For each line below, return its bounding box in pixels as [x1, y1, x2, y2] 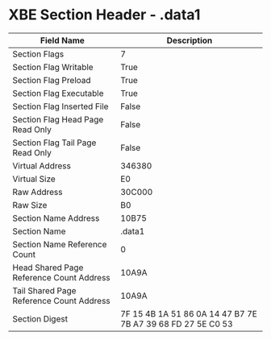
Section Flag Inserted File [12, 101, 109, 112]
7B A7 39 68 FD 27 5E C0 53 [120, 318, 233, 330]
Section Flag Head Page [12, 114, 104, 125]
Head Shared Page [12, 262, 84, 273]
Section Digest [12, 313, 69, 324]
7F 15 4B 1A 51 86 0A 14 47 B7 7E [120, 308, 258, 319]
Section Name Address [12, 212, 100, 223]
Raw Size [12, 199, 48, 210]
